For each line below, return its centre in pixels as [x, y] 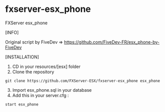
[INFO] [12, 32]
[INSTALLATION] [22, 57]
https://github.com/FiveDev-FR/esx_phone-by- [112, 42]
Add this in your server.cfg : [41, 95]
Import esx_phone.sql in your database [52, 90]
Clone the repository [33, 72]
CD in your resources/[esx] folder [46, 66]
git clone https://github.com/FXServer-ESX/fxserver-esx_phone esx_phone [83, 81]
